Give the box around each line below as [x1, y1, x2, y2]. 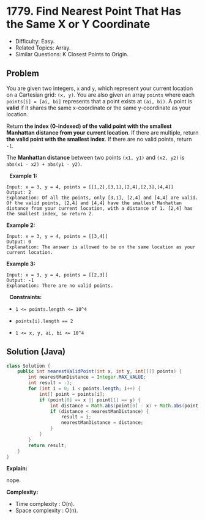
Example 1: [9, 172, 38, 179]
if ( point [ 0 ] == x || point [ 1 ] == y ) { [39, 396, 141, 403]
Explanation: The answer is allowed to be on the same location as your [6, 243, 196, 250]
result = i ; [61, 414, 92, 420]
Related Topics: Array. [15, 44, 72, 51]
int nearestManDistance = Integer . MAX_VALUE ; [28, 374, 147, 381]
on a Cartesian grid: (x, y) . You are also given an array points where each [6, 91, 195, 98]
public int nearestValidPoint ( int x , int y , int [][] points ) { [17, 368, 182, 374]
